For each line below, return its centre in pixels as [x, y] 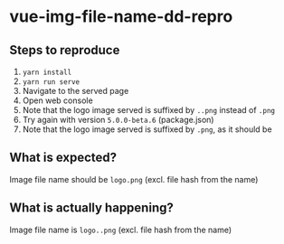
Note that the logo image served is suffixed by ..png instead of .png [149, 110]
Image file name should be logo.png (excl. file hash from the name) [134, 179]
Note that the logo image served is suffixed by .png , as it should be [147, 129]
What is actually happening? [91, 208]
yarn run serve [51, 82]
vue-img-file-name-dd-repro [121, 17]
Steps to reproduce [65, 50]
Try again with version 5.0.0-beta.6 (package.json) [118, 120]
